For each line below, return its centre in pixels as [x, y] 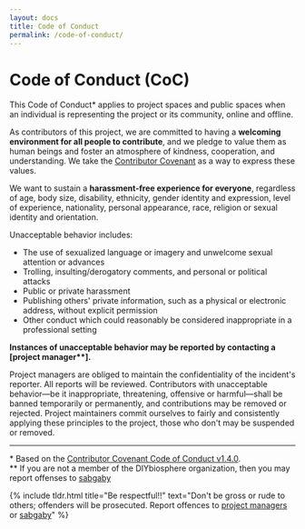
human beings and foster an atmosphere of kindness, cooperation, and [142, 152]
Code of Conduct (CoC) [100, 80]
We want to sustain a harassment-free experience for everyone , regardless [153, 188]
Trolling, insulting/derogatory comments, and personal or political [145, 272]
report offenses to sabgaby [60, 478]
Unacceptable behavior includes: [71, 235]
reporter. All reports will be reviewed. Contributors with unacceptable [138, 384]
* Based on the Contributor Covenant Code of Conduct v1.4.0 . [125, 459]
